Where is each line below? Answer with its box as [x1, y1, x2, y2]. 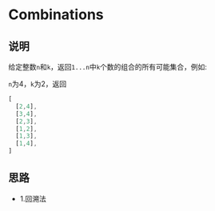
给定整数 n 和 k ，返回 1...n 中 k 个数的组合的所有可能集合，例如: [8, 62, 208, 71]
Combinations [8, 6, 104, 24]
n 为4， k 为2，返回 [8, 79, 66, 89]
